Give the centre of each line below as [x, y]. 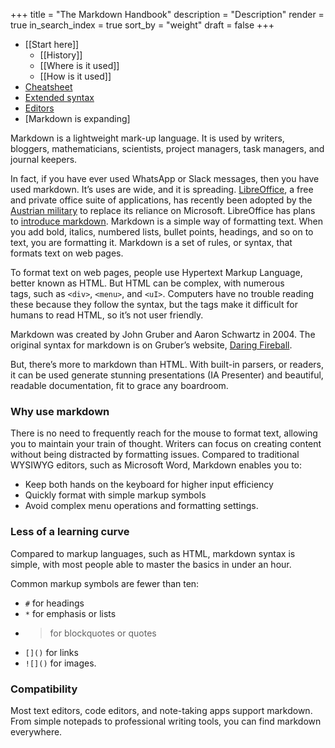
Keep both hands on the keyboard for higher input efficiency [149, 485]
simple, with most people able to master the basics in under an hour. [151, 564]
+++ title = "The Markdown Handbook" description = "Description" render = [167, 14]
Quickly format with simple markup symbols [115, 495]
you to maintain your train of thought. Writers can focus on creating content [166, 444]
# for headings [54, 603]
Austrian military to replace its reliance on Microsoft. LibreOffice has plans [163, 210]
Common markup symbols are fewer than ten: [105, 583]
